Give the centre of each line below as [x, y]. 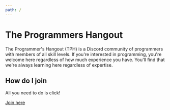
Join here [15, 103]
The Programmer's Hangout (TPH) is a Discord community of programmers [84, 49]
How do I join [26, 80]
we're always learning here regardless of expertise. [59, 65]
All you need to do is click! [33, 93]
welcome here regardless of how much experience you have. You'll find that [85, 60]
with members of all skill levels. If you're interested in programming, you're [83, 54]
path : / [13, 10]
